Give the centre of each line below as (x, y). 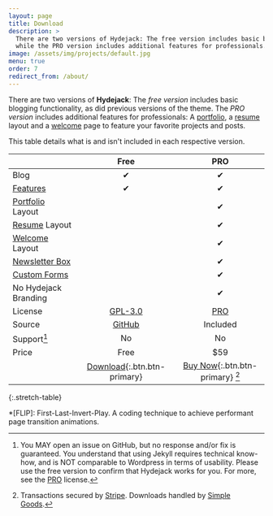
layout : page (30, 16)
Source (26, 324)
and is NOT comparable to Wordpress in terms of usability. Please (148, 462)
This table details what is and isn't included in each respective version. (127, 141)
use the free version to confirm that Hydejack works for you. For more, (138, 471)
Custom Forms (41, 275)
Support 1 (30, 338)
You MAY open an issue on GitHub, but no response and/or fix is (128, 445)
